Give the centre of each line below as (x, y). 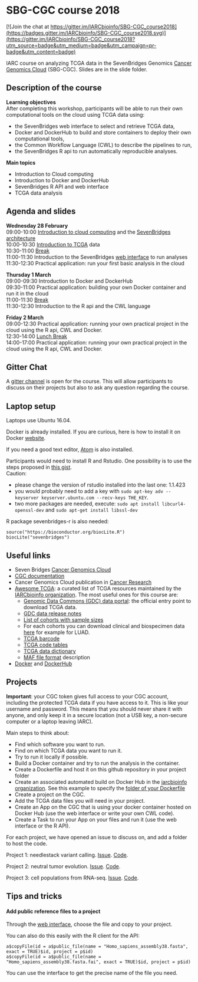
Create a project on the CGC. (50, 794)
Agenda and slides (41, 211)
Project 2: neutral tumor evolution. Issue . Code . (63, 866)
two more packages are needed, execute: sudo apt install (87, 504)
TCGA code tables (46, 645)
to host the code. (27, 843)
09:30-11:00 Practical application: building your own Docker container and (96, 287)
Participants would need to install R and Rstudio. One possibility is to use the (99, 461)
